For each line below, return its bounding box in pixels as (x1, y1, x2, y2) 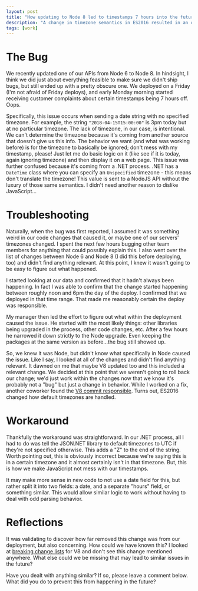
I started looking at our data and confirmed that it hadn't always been (6, 277, 174, 284)
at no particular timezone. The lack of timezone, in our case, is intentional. (6, 125, 186, 133)
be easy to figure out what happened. (6, 266, 98, 273)
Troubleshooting (6, 209, 90, 222)
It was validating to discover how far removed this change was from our (6, 536, 180, 542)
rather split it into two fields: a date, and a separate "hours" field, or (6, 483, 170, 490)
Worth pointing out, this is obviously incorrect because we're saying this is (6, 453, 187, 460)
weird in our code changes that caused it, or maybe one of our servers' (6, 234, 179, 242)
